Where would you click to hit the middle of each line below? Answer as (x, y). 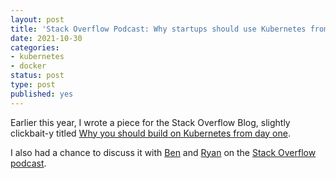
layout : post (37, 19)
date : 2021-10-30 (46, 38)
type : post (33, 85)
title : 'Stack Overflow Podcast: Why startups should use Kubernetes (158, 29)
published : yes (42, 94)
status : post (37, 76)
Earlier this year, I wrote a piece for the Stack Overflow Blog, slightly (150, 122)
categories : (35, 47)
